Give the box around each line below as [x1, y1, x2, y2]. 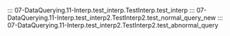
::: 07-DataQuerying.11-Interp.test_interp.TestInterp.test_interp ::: [7, 6, 195, 14]
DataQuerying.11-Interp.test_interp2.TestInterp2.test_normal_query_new [7, 13, 217, 22]
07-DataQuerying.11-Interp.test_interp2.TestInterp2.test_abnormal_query [7, 21, 219, 29]
